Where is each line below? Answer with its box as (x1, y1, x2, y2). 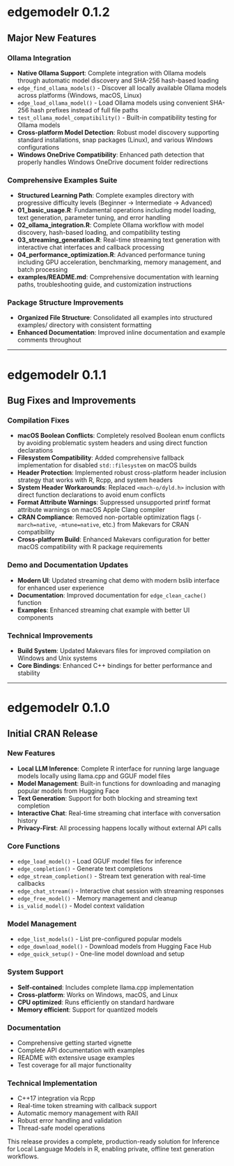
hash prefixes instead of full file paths (30, 105, 139, 114)
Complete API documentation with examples (17, 1046, 145, 1054)
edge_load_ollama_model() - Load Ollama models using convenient (17, 99, 209, 107)
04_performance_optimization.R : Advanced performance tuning (17, 251, 205, 259)
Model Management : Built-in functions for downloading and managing (17, 779, 221, 787)
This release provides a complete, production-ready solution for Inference (7, 1137, 220, 1146)
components (17, 613, 54, 622)
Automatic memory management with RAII (17, 1109, 139, 1118)
